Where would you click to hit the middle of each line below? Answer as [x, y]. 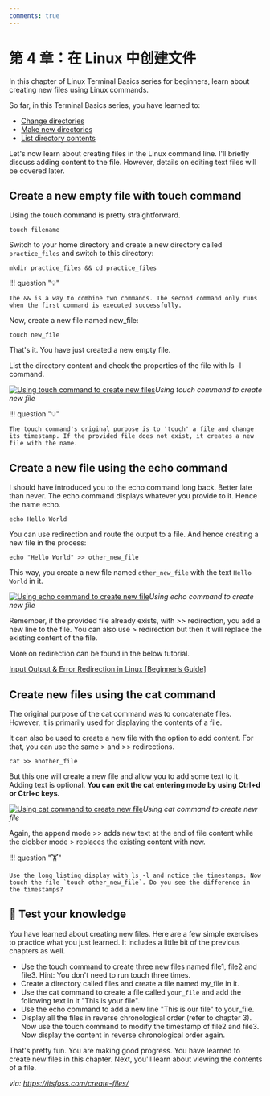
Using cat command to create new [200, 809]
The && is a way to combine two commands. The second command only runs [133, 299]
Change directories [53, 121]
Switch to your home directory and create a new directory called [116, 245]
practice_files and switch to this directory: [82, 254]
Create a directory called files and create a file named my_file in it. [130, 983]
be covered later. [37, 171]
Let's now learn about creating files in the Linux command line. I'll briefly [129, 153]
